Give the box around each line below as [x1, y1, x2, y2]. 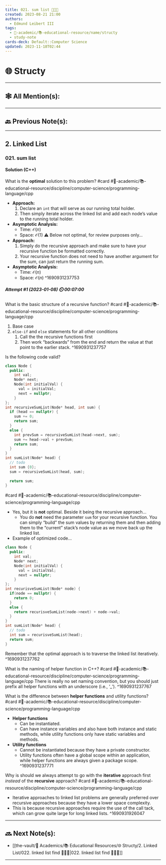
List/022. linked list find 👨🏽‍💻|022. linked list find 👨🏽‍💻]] [12, 850, 123, 856]
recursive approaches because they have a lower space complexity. [12, 800, 151, 806]
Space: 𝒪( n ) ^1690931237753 [19, 274, 80, 280]
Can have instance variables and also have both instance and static [19, 726, 157, 732]
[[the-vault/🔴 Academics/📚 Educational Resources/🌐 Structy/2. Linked [12, 843, 158, 849]
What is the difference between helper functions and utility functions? [5, 693, 149, 699]
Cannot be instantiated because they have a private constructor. [19, 747, 151, 753]
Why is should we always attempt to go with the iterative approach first [5, 772, 151, 778]
